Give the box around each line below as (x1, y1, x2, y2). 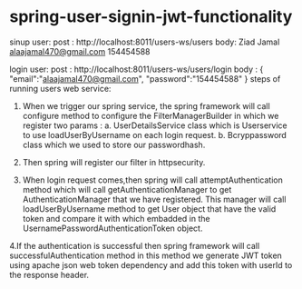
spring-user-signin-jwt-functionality (9, 6, 293, 27)
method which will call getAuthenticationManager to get (22, 184, 232, 194)
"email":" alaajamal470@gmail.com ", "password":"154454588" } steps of (9, 73, 281, 84)
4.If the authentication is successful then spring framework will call (9, 240, 260, 251)
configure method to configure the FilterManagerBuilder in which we (22, 110, 279, 121)
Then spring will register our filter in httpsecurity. (22, 156, 206, 167)
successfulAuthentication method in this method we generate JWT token (9, 250, 283, 261)
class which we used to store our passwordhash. (22, 139, 206, 150)
